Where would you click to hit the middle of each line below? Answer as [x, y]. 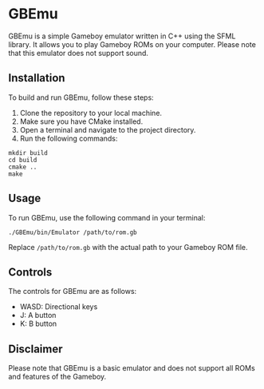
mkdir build [28, 153]
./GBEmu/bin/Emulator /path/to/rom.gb [73, 232]
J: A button [38, 316]
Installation [37, 78]
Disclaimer [35, 349]
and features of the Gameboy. [57, 377]
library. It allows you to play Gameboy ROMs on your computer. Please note [132, 44]
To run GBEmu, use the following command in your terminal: [107, 217]
